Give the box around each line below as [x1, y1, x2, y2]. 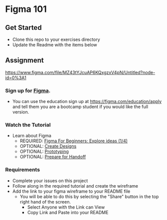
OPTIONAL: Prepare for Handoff [19, 154, 86, 160]
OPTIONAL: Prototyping [19, 148, 69, 155]
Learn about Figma [12, 133, 51, 139]
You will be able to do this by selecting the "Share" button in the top [19, 193, 159, 200]
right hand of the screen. [19, 199, 71, 205]
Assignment [5, 56, 44, 65]
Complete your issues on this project [12, 178, 88, 184]
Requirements [5, 166, 40, 173]
